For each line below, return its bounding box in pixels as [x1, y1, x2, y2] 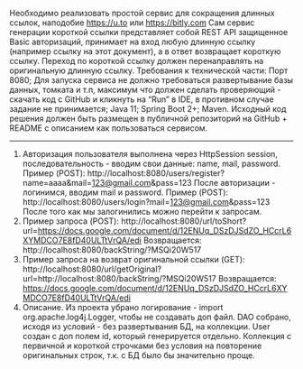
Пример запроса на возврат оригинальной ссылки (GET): [22, 254, 245, 264]
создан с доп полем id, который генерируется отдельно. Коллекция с [22, 331, 292, 341]
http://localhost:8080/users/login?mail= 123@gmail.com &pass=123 [22, 197, 271, 207]
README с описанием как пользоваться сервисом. [9, 123, 208, 134]
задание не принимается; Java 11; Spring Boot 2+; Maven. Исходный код [9, 104, 287, 114]
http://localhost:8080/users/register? [87, 168, 225, 179]
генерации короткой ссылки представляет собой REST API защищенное [9, 27, 289, 37]
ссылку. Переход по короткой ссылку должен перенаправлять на [9, 56, 264, 66]
